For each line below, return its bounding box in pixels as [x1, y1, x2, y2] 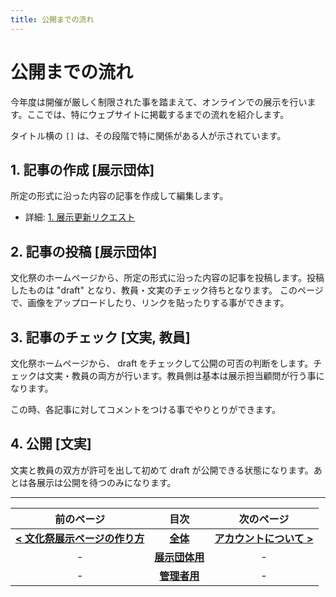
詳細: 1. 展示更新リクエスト [24, 211, 136, 223]
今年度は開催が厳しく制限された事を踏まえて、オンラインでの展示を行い [10, 96, 308, 108]
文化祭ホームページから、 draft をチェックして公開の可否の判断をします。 [10, 357, 314, 369]
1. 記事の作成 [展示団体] [10, 161, 155, 178]
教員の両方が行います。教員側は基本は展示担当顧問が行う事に [71, 370, 325, 381]
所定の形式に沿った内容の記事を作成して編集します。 [10, 190, 229, 202]
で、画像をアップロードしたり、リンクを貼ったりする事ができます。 [10, 297, 290, 309]
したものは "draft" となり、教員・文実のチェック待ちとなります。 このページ [10, 284, 324, 296]
